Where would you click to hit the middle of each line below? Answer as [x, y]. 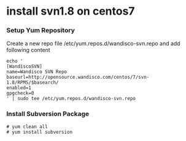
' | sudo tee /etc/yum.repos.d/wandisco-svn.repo [71, 99]
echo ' [15, 61]
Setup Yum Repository [41, 31]
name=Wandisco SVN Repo [37, 72]
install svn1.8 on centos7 [71, 11]
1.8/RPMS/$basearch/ [33, 83]
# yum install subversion [39, 132]
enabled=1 [19, 88]
